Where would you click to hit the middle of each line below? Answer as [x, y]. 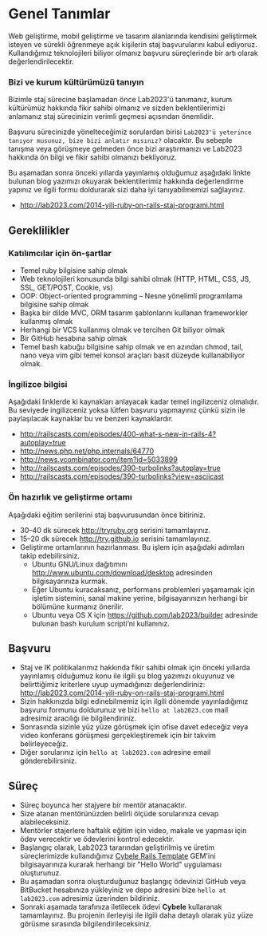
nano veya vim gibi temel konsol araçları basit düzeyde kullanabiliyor [132, 355]
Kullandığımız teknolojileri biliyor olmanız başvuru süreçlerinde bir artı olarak [133, 53]
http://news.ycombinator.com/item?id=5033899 [98, 460]
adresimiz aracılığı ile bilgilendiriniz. [78, 718]
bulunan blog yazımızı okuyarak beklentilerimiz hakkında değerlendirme [126, 181]
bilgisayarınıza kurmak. [69, 581]
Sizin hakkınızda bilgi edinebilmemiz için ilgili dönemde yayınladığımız [134, 701]
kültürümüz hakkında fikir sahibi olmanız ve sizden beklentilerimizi [117, 108]
